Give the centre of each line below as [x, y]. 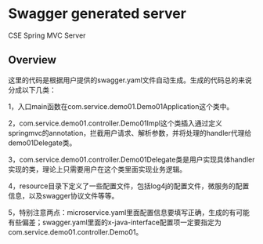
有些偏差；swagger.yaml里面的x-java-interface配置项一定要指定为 [115, 222]
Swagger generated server [97, 14]
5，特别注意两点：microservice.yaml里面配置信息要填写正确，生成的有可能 [129, 212]
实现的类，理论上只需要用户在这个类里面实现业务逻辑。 [97, 169]
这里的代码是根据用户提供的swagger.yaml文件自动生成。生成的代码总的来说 [130, 80]
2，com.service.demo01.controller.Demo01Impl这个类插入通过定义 [115, 123]
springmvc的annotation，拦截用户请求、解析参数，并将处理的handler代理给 [130, 133]
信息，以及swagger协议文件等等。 [63, 195]
